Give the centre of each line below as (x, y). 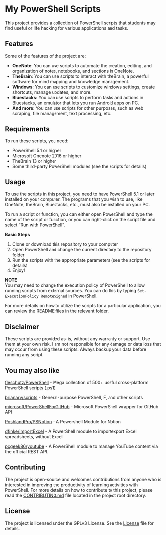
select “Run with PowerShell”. (35, 225)
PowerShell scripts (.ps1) (30, 388)
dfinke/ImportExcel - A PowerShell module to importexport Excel (71, 431)
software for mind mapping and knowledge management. (71, 81)
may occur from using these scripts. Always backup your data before (76, 349)
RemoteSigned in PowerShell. (69, 296)
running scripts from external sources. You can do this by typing (71, 291)
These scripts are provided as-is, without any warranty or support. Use (78, 339)
